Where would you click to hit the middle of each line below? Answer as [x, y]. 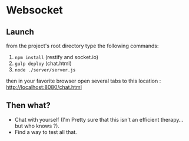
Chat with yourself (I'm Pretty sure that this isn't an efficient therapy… [99, 119]
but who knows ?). [37, 126]
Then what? [29, 106]
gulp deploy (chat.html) [43, 63]
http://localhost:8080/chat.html [44, 87]
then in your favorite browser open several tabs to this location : [84, 81]
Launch [20, 32]
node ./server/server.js [45, 70]
